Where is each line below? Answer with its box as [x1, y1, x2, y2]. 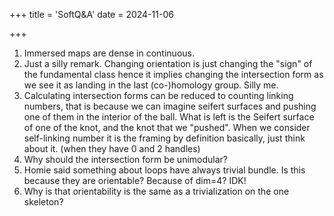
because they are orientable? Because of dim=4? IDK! [23, 175, 247, 186]
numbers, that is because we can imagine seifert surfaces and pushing [23, 100, 317, 112]
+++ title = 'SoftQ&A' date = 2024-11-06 [9, 9, 174, 20]
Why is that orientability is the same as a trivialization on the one [23, 185, 290, 197]
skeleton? [23, 196, 64, 208]
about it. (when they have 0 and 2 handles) [23, 143, 201, 154]
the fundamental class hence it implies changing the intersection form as [23, 69, 324, 80]
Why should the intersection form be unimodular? [23, 154, 228, 165]
